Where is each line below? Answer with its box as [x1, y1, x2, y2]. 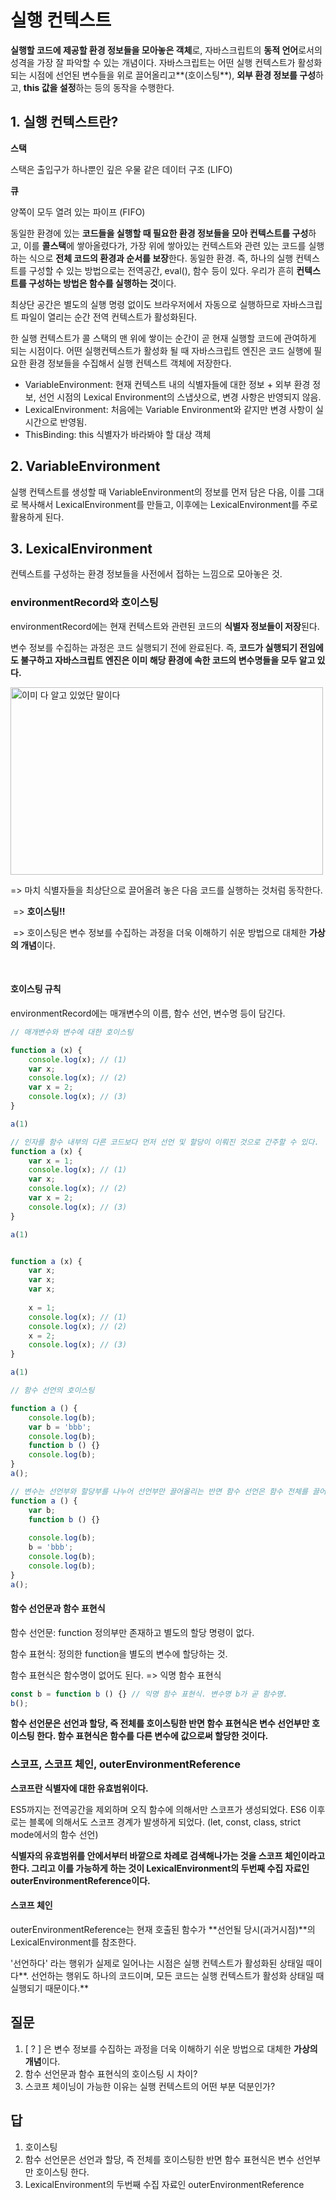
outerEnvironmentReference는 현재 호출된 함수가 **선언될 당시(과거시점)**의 [10, 1923, 316, 1935]
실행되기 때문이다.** [10, 1982, 90, 1994]
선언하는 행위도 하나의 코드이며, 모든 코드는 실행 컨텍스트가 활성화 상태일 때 [30, 1969, 325, 1981]
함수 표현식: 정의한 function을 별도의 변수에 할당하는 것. [10, 1647, 228, 1660]
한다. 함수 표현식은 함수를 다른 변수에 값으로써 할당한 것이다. [36, 1730, 269, 1742]
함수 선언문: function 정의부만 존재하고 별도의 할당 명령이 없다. [10, 1626, 255, 1638]
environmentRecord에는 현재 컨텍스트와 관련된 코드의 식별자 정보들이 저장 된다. [10, 620, 320, 632]
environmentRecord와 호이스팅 [10, 596, 159, 610]
